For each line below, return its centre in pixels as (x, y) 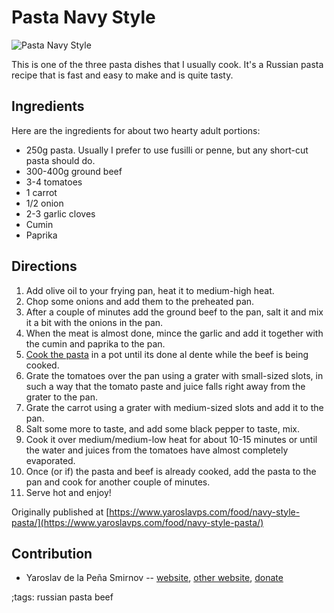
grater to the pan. (61, 397)
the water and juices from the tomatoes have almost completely (157, 450)
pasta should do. (60, 160)
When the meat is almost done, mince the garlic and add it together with (174, 333)
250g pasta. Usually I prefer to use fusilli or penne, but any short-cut (167, 150)
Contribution (52, 553)
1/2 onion (44, 203)
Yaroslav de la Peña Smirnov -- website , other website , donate (154, 578)
